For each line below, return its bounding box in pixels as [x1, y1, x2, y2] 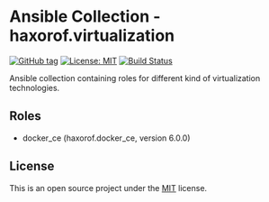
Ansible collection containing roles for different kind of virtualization [9, 72, 261, 83]
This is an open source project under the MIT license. [9, 182, 208, 193]
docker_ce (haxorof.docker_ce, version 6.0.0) [22, 133, 191, 143]
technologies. [9, 82, 60, 93]
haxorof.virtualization [9, 25, 175, 46]
